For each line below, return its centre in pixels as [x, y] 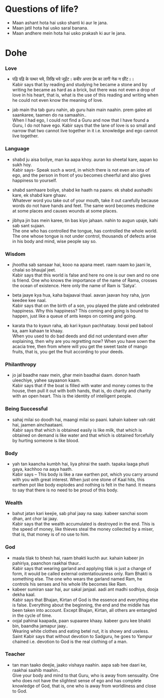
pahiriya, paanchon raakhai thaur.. [47, 563]
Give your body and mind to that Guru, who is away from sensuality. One [85, 675]
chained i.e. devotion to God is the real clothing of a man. [70, 641]
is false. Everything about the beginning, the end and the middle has [81, 605]
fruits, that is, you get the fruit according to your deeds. [68, 352]
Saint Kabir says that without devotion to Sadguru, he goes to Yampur [82, 636]
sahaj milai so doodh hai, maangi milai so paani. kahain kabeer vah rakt [84, 420]
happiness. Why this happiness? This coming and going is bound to [80, 311]
